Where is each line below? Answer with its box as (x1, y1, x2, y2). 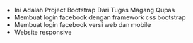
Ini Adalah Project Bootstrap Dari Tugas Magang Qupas (13, 6, 175, 14)
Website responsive (13, 28, 72, 36)
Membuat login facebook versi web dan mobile (13, 21, 151, 28)
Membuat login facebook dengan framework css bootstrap (13, 13, 186, 21)
